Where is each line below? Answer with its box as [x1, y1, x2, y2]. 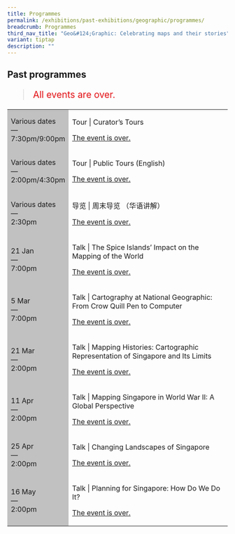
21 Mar [10, 346, 35, 356]
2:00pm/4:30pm [10, 175, 66, 185]
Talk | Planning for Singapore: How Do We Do [72, 484, 220, 493]
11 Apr [10, 396, 34, 406]
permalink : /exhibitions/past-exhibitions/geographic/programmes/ [7, 17, 205, 24]
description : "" [7, 43, 55, 50]
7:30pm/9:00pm [10, 134, 66, 144]
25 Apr [10, 441, 34, 451]
